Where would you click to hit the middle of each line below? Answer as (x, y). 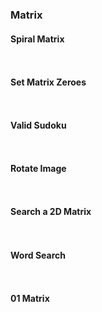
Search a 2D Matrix (51, 212)
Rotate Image (38, 169)
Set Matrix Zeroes (48, 82)
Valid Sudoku (38, 125)
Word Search (38, 255)
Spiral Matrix (37, 39)
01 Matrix (30, 298)
